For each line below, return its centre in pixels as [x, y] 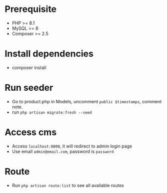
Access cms [31, 132]
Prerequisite [31, 9]
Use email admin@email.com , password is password [63, 151]
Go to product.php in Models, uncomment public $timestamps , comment [87, 101]
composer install [29, 67]
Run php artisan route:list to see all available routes [68, 185]
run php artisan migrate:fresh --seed [52, 112]
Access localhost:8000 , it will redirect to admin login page [72, 146]
